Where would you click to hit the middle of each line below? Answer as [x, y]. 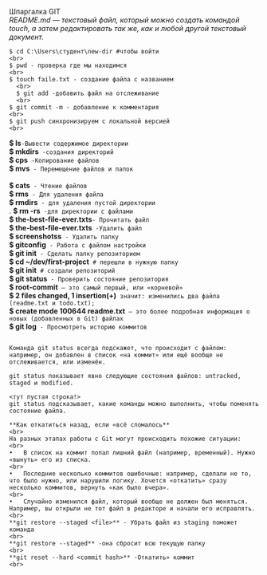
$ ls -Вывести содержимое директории [69, 143]
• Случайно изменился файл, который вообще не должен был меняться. [129, 502]
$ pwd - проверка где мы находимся [68, 65]
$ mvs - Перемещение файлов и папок [71, 168]
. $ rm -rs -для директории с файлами [71, 211]
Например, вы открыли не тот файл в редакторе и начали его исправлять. [132, 509]
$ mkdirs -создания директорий [61, 152]
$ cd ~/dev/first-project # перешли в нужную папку [94, 262]
